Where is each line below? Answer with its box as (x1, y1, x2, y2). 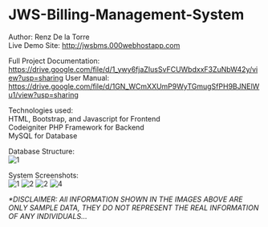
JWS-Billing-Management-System (8, 6, 245, 24)
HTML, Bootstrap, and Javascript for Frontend (8, 113, 160, 123)
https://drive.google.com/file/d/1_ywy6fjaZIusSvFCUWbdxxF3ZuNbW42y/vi (8, 64, 258, 74)
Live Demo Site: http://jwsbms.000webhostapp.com (8, 40, 181, 50)
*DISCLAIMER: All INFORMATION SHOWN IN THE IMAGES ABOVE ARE (8, 194, 243, 204)
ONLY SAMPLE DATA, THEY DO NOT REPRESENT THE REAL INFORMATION (8, 202, 259, 213)
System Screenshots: (8, 170, 79, 180)
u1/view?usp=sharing (8, 90, 79, 99)
